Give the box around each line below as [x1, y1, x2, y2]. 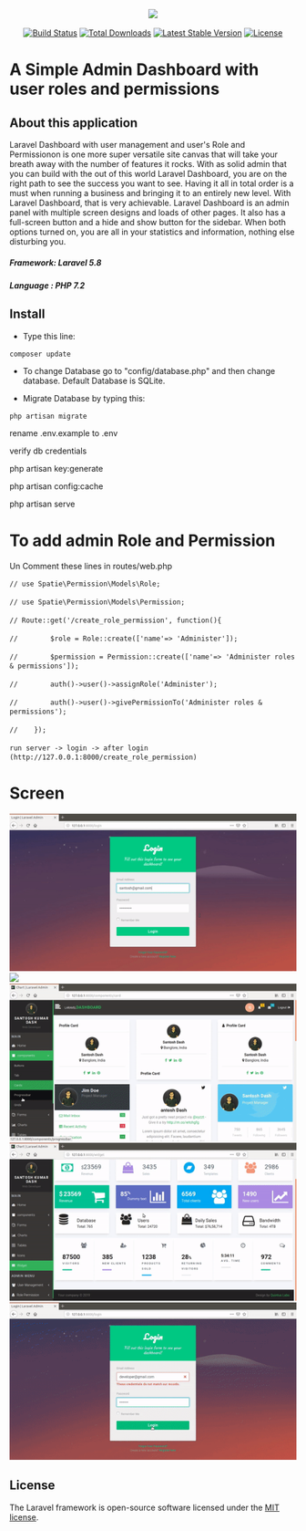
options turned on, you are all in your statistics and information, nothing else [9, 226, 295, 237]
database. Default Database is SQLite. [22, 375, 166, 386]
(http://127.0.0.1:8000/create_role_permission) [9, 753, 198, 762]
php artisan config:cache [9, 480, 104, 492]
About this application [9, 115, 138, 130]
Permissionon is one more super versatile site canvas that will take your [9, 149, 278, 160]
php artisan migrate [9, 411, 88, 421]
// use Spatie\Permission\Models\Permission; [9, 598, 185, 607]
